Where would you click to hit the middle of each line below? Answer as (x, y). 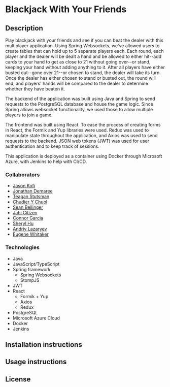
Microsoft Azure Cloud (36, 318)
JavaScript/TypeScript (36, 264)
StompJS (30, 280)
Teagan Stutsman (31, 197)
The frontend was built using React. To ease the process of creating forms (83, 125)
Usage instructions (36, 362)
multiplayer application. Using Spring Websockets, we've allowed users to (82, 46)
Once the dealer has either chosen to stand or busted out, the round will (80, 78)
